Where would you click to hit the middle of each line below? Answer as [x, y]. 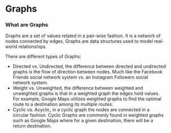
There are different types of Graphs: [43, 57]
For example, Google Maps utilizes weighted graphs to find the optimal [87, 99]
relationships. [32, 47]
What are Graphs [27, 25]
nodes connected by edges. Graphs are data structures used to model [79, 41]
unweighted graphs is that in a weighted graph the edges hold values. [86, 94]
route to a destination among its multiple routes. [63, 104]
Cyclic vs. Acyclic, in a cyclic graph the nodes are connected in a [81, 110]
